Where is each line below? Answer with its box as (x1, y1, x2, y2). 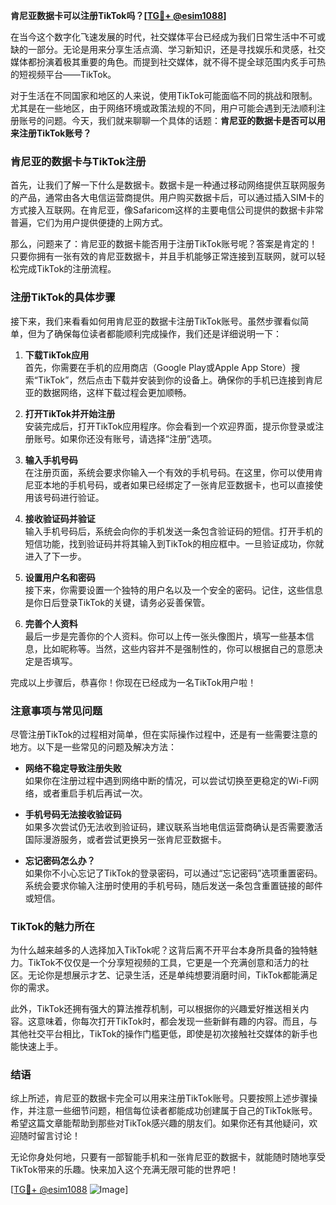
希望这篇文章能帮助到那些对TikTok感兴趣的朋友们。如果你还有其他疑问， (10, 1117, 310, 1129)
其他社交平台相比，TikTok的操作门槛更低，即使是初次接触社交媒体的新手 (10, 1028, 310, 1040)
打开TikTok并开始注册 (24, 407, 116, 419)
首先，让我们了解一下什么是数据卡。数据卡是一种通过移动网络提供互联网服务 (10, 179, 326, 191)
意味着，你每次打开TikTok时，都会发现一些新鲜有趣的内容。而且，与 (36, 1015, 318, 1028)
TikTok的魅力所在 (10, 919, 95, 933)
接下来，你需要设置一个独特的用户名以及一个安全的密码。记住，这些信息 (24, 584, 323, 596)
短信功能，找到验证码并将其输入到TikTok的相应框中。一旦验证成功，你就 (24, 537, 325, 549)
